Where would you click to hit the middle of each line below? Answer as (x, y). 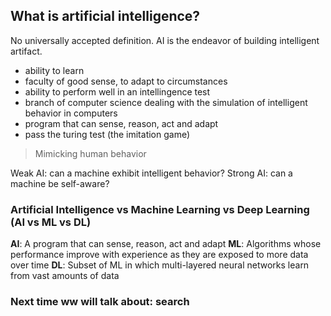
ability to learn (54, 70)
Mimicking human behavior (90, 153)
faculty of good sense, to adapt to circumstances (126, 81)
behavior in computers (71, 113)
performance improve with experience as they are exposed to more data (159, 255)
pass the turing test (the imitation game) (107, 134)
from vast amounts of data (65, 276)
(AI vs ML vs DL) (51, 222)
